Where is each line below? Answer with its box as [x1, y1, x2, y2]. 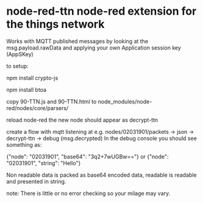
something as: [6, 141, 42, 148]
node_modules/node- [98, 98, 152, 105]
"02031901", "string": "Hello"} [6, 159, 81, 166]
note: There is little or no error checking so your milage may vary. [6, 190, 171, 197]
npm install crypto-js [6, 74, 59, 81]
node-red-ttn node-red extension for [6, 4, 197, 18]
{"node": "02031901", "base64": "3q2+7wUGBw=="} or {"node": [6, 153, 169, 160]
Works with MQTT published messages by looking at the [6, 37, 148, 45]
